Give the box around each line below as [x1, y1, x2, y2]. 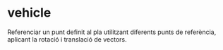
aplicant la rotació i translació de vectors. [7, 35, 127, 43]
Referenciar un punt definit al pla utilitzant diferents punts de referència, [7, 28, 217, 36]
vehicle [7, 5, 52, 21]
